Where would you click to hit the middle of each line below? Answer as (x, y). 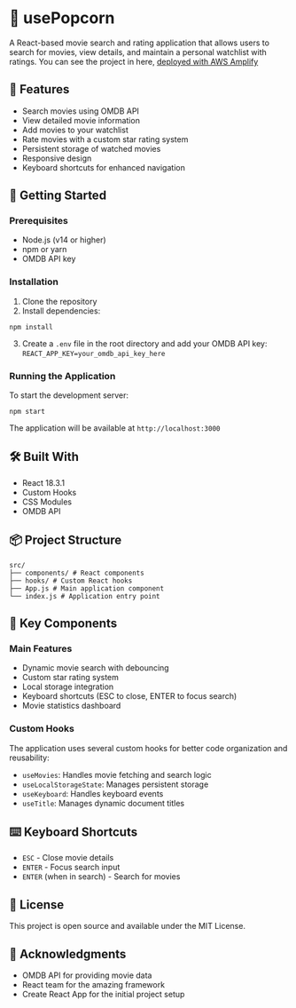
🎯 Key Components (63, 624)
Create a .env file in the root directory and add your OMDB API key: (144, 343)
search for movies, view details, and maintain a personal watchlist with (138, 52)
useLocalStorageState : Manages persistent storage (115, 784)
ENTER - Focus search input (71, 867)
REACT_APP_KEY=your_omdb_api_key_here (93, 353)
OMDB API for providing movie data (87, 975)
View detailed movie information (81, 120)
